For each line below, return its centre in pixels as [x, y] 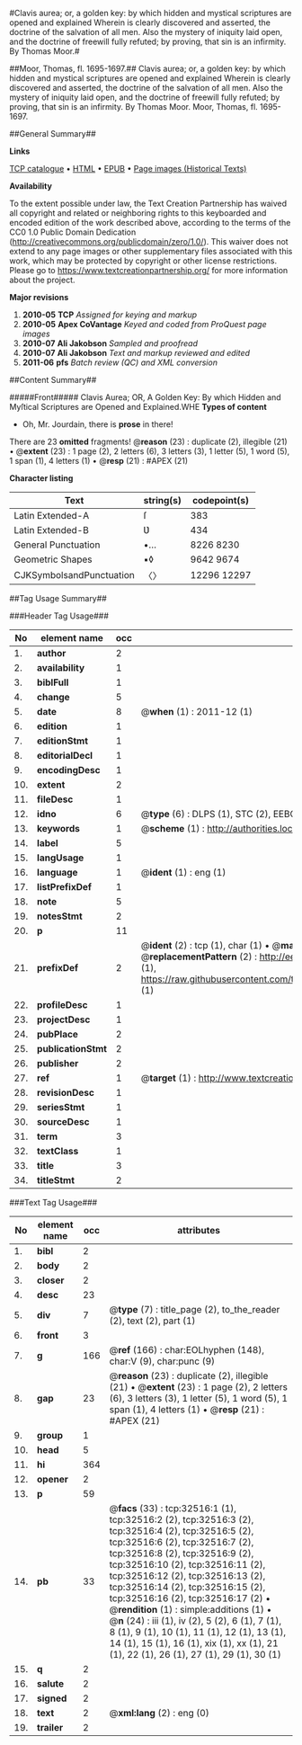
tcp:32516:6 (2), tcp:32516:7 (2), [182, 1542]
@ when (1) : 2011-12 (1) [197, 712]
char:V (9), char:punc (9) [162, 1361]
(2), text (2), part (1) [152, 1321]
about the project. [42, 280]
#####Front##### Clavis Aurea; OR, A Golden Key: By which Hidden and [145, 397]
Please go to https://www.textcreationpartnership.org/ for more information [149, 270]
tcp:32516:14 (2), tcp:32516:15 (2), [187, 1587]
